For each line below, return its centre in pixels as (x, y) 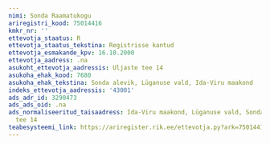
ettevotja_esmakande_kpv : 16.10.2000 (72, 53)
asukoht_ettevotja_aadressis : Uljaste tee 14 (86, 68)
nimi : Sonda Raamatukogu (50, 16)
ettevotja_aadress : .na (48, 61)
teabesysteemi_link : (43, 127)
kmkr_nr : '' (28, 30)
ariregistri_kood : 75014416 (55, 23)
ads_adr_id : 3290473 (43, 98)
